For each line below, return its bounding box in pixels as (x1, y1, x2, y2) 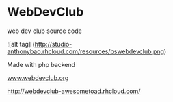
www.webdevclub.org (7, 73, 69, 82)
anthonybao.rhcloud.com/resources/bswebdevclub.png (7, 47, 165, 55)
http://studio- (34, 40, 72, 48)
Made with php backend (7, 60, 76, 68)
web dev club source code (7, 27, 82, 35)
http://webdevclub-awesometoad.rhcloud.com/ (7, 87, 141, 95)
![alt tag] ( (7, 40, 36, 48)
